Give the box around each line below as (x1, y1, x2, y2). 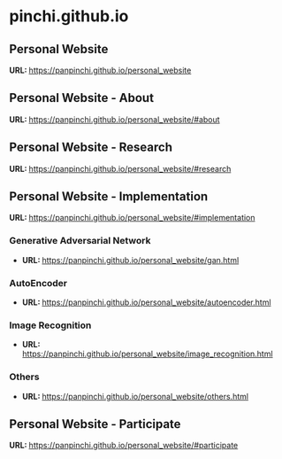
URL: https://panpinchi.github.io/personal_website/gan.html (21, 254, 240, 265)
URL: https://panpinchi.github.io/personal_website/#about (9, 113, 220, 125)
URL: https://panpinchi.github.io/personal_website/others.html (21, 391, 249, 401)
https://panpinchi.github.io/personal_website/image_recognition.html (21, 348, 273, 360)
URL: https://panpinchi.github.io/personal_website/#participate (9, 440, 239, 451)
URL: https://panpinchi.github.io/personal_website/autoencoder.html (21, 297, 271, 307)
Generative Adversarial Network (9, 235, 151, 247)
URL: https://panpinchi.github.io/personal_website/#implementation (9, 213, 255, 223)
